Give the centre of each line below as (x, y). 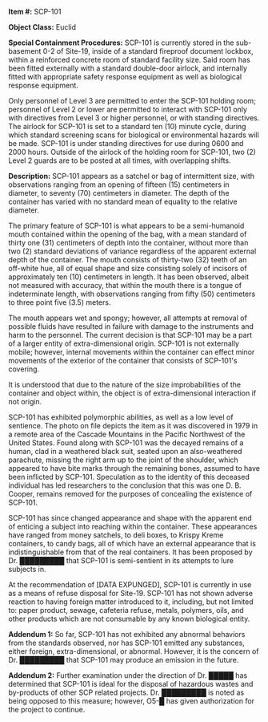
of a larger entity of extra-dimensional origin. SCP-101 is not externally (124, 343)
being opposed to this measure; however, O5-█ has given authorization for (131, 701)
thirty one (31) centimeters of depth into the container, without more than (128, 243)
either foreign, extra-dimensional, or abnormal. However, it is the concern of (134, 651)
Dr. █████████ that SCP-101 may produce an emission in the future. (124, 660)
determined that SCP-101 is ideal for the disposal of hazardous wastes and (131, 684)
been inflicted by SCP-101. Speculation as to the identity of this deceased (129, 477)
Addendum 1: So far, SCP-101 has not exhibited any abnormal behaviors (127, 634)
